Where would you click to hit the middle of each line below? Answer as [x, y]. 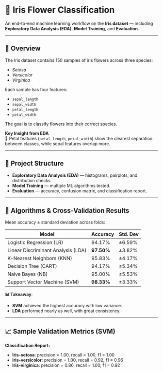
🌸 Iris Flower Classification [60, 10]
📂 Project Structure [34, 163]
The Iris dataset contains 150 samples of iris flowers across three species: [79, 60]
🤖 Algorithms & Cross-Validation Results [67, 211]
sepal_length [25, 99]
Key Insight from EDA [27, 133]
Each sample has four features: [36, 89]
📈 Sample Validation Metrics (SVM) [60, 331]
